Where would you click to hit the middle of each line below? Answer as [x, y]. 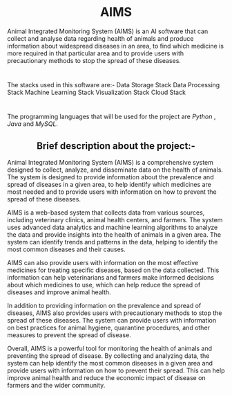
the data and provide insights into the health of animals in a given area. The [114, 235]
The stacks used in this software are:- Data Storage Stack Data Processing [114, 85]
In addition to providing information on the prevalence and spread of [104, 306]
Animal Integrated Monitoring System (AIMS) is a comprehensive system [110, 163]
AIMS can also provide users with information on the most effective [103, 263]
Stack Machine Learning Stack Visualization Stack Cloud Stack [97, 92]
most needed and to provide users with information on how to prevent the [112, 192]
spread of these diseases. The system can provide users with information [112, 321]
